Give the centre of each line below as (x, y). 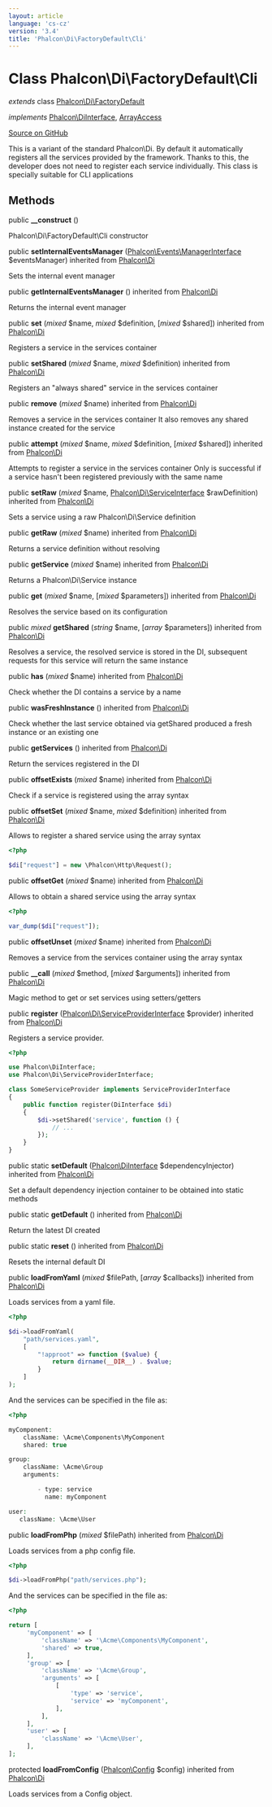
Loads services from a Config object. (70, 1794)
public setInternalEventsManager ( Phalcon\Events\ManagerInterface (125, 252)
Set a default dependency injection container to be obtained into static (126, 1190)
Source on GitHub (39, 133)
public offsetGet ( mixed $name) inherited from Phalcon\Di (106, 881)
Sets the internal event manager (62, 276)
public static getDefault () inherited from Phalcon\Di (95, 1214)
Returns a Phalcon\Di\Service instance (73, 580)
